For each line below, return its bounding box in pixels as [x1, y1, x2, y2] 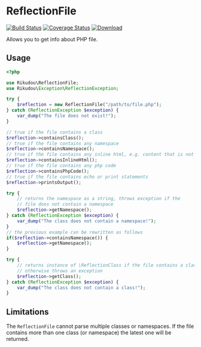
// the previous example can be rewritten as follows [6, 229, 144, 235]
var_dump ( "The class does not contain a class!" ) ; [17, 285, 146, 291]
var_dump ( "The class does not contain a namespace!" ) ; [17, 218, 157, 224]
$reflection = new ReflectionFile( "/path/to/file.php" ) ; [17, 102, 162, 108]
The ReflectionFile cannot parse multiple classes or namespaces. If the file [6, 322, 194, 330]
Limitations [6, 307, 49, 317]
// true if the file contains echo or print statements [6, 174, 148, 180]
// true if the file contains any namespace [6, 140, 119, 146]
